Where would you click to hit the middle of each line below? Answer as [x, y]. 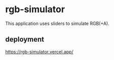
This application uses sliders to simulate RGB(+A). [58, 23]
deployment [25, 39]
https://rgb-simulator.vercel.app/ [39, 51]
